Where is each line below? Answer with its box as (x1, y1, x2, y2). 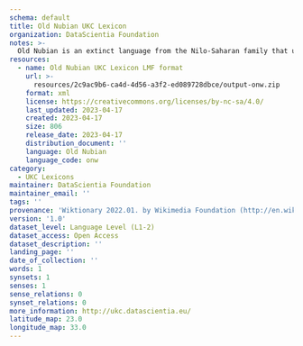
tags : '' (9, 197, 42, 207)
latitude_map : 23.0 (9, 314, 83, 324)
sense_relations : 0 (9, 289, 83, 298)
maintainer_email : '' (9, 189, 91, 198)
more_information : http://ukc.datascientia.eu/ (9, 306, 192, 315)
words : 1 (9, 265, 42, 274)
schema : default (9, 13, 70, 23)
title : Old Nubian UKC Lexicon (9, 22, 127, 31)
